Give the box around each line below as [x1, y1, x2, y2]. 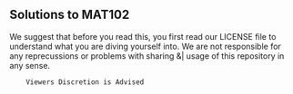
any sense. [9, 60, 51, 70]
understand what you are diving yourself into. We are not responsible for [9, 41, 282, 52]
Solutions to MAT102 [9, 7, 130, 23]
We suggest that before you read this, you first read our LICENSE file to [9, 31, 277, 42]
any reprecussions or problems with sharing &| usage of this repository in [9, 50, 285, 61]
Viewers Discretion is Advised [25, 77, 145, 87]
